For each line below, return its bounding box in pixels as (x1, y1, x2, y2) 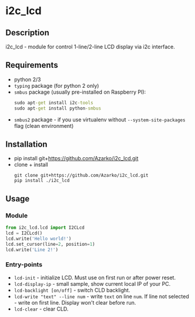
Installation (5, 139, 48, 149)
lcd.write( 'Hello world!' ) (5, 236, 72, 242)
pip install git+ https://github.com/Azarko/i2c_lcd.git (14, 155, 139, 162)
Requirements (5, 60, 58, 70)
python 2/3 (14, 75, 41, 83)
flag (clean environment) (14, 122, 74, 129)
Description (5, 28, 49, 38)
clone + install (14, 161, 48, 169)
